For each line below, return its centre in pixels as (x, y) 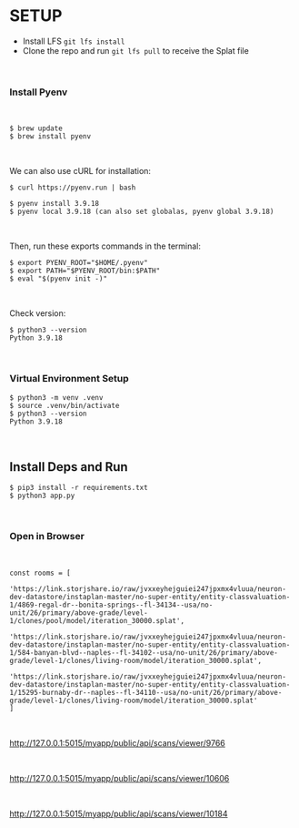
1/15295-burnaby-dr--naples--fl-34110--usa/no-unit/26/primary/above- (146, 692)
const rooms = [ (40, 573)
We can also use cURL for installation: (80, 171)
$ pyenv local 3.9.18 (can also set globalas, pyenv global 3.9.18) (142, 212)
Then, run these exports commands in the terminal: (105, 246)
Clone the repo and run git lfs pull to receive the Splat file (136, 50)
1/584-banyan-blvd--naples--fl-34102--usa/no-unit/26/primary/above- (144, 652)
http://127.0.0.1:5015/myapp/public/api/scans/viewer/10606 (120, 778)
